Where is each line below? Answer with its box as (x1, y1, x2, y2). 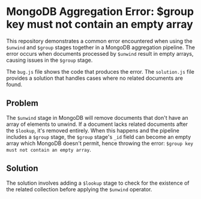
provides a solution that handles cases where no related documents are (6, 74, 183, 82)
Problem (6, 98, 39, 108)
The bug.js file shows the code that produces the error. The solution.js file (6, 68, 195, 75)
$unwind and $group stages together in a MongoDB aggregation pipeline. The (6, 44, 195, 51)
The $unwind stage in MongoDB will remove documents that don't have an (6, 114, 188, 121)
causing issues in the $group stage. (6, 56, 93, 64)
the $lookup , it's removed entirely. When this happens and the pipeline (6, 126, 180, 134)
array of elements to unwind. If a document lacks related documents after (6, 120, 188, 128)
